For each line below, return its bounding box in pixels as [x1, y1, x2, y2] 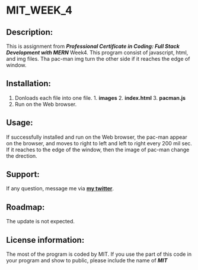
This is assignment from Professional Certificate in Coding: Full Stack [6, 43, 180, 50]
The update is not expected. [6, 218, 75, 225]
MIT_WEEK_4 [6, 4, 73, 17]
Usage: [6, 118, 34, 128]
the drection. [6, 152, 37, 160]
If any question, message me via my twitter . [6, 185, 114, 192]
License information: [6, 235, 85, 245]
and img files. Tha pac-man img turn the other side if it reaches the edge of [6, 56, 190, 62]
